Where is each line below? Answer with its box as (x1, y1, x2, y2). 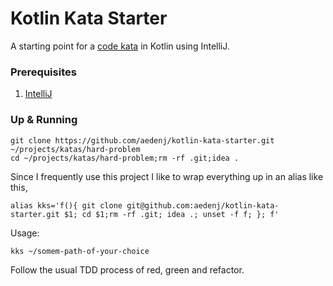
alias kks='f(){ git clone (10, 200, 123, 211)
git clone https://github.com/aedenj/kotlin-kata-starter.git (10, 135, 275, 146)
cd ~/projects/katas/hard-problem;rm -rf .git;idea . (10, 153, 240, 163)
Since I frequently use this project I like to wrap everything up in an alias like (10, 170, 324, 182)
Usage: (10, 227, 40, 239)
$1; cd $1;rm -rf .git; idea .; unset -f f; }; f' (63, 209, 280, 219)
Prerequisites (10, 65, 77, 79)
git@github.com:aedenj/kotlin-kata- (126, 200, 280, 211)
